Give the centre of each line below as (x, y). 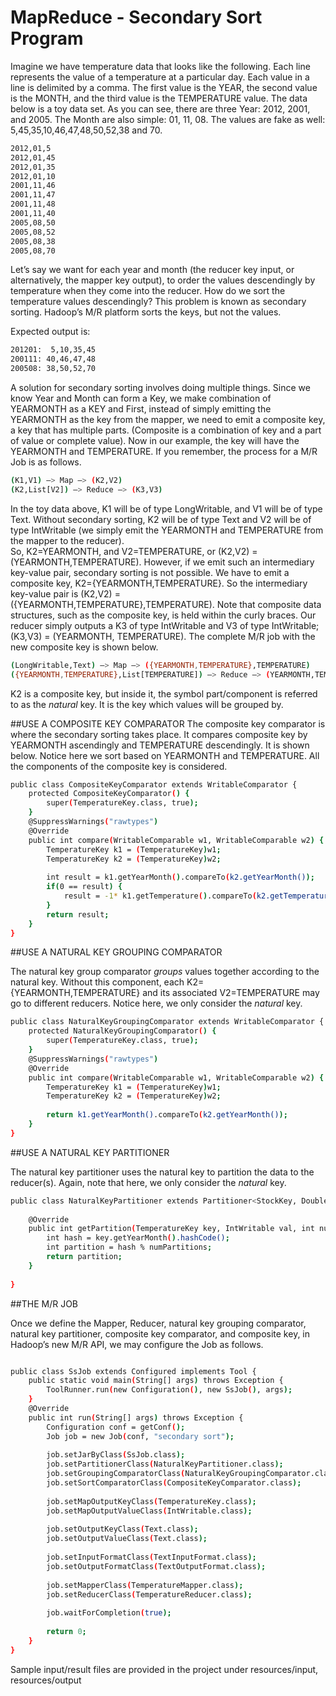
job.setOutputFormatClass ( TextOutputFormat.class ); (156, 1566)
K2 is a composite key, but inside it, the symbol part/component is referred (164, 693)
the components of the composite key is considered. (119, 766)
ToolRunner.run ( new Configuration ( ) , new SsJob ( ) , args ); (169, 1390)
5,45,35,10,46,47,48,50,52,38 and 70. (86, 130)
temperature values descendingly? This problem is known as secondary (158, 302)
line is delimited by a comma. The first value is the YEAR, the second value (164, 87)
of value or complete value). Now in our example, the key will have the (155, 441)
